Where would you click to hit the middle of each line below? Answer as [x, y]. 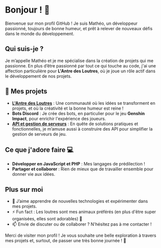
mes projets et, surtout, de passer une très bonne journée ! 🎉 [66, 241]
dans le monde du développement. [40, 33]
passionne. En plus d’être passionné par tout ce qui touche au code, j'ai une [80, 66]
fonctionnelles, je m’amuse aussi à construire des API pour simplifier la [82, 129]
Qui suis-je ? [24, 49]
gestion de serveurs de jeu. [39, 134]
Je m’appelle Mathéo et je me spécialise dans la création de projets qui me [79, 61]
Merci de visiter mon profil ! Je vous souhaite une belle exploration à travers [80, 235]
